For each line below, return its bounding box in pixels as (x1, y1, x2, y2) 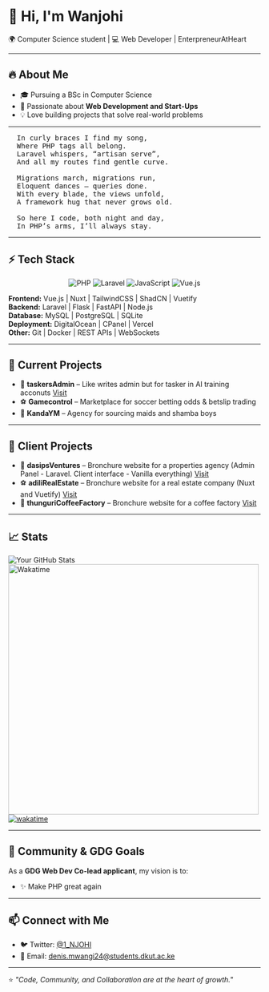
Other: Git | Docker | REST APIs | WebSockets (8, 328, 160, 337)
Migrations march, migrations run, (16, 173, 157, 183)
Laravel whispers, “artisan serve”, (16, 149, 161, 159)
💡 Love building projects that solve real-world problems (19, 110, 203, 119)
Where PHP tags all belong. (16, 141, 127, 151)
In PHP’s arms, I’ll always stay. (16, 221, 152, 231)
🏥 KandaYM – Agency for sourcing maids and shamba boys (19, 409, 217, 418)
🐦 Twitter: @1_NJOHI (19, 939, 92, 949)
